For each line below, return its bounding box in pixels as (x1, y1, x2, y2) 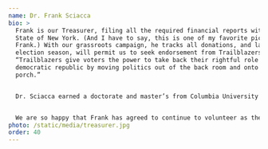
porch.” (15, 71, 41, 79)
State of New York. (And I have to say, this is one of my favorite (15, 33, 248, 42)
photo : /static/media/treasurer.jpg (8, 121, 130, 129)
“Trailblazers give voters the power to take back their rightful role (15, 57, 259, 65)
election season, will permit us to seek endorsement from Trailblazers (15, 49, 262, 57)
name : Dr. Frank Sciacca (8, 11, 91, 20)
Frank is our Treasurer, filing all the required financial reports (15, 26, 248, 34)
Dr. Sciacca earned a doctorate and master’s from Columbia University (15, 92, 259, 100)
